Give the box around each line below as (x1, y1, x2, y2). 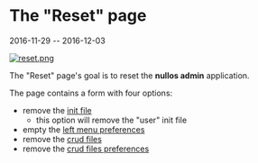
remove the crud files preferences (22, 143, 150, 154)
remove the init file (22, 104, 92, 115)
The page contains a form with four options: (9, 87, 173, 98)
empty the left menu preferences (22, 123, 145, 135)
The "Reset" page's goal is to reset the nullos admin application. (9, 69, 250, 81)
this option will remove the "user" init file (35, 114, 188, 125)
